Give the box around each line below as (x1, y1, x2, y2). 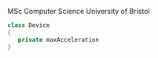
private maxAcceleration (17, 36, 100, 43)
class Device (7, 22, 50, 29)
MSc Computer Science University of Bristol (7, 7, 150, 15)
